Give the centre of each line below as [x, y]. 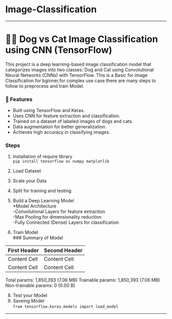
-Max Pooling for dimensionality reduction [57, 217]
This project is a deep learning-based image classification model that [78, 64]
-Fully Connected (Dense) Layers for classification [66, 222]
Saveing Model [28, 301]
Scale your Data [30, 181]
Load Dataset [27, 171]
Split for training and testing [42, 191]
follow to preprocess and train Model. [45, 86]
